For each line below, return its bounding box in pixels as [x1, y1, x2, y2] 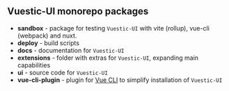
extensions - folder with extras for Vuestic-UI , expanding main [17, 53, 199, 62]
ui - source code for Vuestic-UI [17, 68, 108, 76]
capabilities [17, 60, 51, 69]
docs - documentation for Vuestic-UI [17, 46, 125, 54]
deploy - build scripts [17, 38, 80, 47]
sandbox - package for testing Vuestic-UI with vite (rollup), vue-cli [17, 24, 210, 32]
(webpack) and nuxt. [17, 31, 77, 40]
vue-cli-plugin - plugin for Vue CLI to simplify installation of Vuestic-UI [17, 76, 223, 84]
